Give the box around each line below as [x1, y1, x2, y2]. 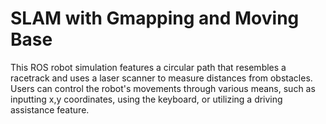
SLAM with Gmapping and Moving [10, 7, 300, 30]
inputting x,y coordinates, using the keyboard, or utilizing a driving [10, 93, 283, 105]
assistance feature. [10, 103, 90, 116]
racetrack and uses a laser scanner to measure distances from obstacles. [10, 72, 313, 84]
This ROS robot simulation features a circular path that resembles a [10, 61, 287, 73]
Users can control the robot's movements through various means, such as [10, 82, 316, 94]
